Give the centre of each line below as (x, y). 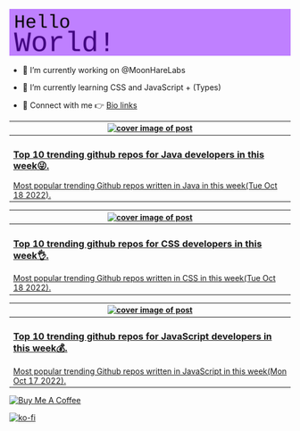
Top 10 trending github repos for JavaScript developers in (142, 336)
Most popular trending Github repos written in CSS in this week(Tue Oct (144, 278)
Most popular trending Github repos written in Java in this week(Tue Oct (146, 185)
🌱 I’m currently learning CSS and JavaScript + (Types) (121, 87)
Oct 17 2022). (40, 380)
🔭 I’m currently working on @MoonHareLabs (104, 70)
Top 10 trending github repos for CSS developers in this (137, 244)
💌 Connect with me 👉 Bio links (79, 105)
